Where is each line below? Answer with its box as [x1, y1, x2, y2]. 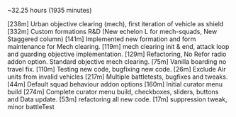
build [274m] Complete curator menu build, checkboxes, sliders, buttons [7, 88, 219, 96]
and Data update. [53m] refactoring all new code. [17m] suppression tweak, [7, 95, 227, 104]
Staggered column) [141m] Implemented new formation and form [7, 35, 196, 43]
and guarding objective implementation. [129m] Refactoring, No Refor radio [7, 50, 227, 58]
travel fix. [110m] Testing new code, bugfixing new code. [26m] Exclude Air [7, 65, 226, 73]
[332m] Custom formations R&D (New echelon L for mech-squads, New [7, 28, 218, 35]
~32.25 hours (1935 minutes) [7, 6, 92, 14]
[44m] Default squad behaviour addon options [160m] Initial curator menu [7, 80, 223, 88]
